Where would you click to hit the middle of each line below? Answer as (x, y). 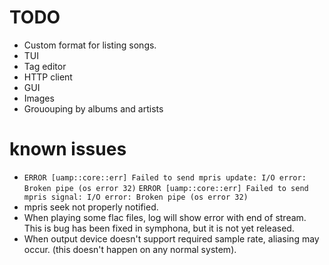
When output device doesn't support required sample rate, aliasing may (171, 238)
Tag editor (45, 66)
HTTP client (48, 77)
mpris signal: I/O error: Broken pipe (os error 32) (136, 197)
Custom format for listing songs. (90, 45)
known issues (68, 149)
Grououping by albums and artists (93, 108)
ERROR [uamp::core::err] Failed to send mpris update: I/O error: (165, 177)
